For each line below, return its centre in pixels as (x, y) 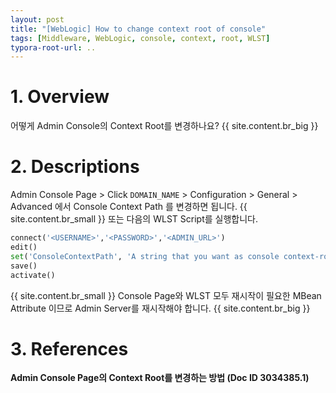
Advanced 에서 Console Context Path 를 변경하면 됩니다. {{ (129, 207)
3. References (69, 348)
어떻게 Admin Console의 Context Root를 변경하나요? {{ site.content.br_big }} (164, 126)
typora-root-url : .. (53, 47)
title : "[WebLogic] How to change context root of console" (138, 29)
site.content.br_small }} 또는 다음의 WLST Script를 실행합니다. (134, 219)
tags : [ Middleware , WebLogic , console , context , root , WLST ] (140, 38)
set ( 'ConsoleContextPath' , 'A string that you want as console (145, 256)
